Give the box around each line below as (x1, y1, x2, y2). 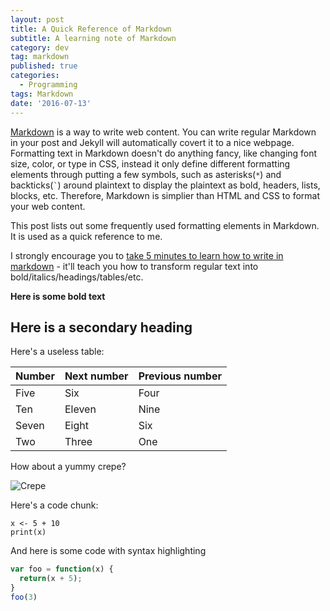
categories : (10, 71, 60, 81)
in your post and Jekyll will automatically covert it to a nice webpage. (10, 136, 295, 148)
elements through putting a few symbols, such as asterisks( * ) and (10, 168, 282, 180)
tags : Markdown (10, 89, 74, 99)
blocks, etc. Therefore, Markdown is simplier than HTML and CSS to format (10, 189, 320, 201)
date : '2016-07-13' (10, 98, 92, 108)
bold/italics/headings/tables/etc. (10, 271, 144, 283)
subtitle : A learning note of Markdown (10, 33, 177, 43)
